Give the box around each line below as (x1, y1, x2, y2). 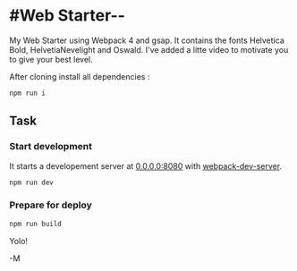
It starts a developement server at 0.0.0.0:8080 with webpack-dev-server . (9, 160, 283, 171)
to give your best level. (9, 54, 94, 64)
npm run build (9, 219, 63, 228)
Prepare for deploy (9, 199, 92, 211)
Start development (9, 140, 92, 153)
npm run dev (9, 178, 54, 187)
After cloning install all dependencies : (9, 71, 150, 81)
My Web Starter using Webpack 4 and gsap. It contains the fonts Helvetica (9, 35, 284, 46)
